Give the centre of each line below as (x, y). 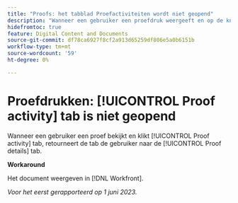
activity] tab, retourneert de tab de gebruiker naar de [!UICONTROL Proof (114, 143)
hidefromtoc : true (34, 27)
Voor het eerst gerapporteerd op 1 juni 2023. (72, 192)
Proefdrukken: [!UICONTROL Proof (112, 101)
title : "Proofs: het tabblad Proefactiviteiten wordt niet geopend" (110, 14)
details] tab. (25, 151)
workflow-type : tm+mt (39, 47)
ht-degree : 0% (28, 60)
